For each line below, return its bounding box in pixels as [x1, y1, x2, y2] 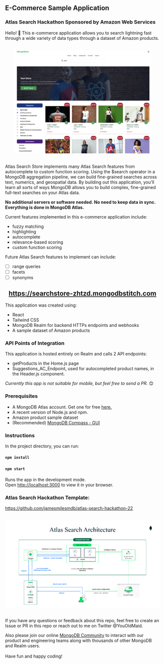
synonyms [12, 275, 33, 281]
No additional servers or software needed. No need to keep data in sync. [5, 199, 156, 205]
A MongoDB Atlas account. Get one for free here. [12, 404, 112, 410]
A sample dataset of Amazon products [12, 327, 90, 333]
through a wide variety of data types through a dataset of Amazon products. [5, 35, 160, 41]
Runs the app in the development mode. [5, 476, 86, 482]
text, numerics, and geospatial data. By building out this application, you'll [5, 179, 155, 185]
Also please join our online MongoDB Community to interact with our [5, 632, 144, 638]
